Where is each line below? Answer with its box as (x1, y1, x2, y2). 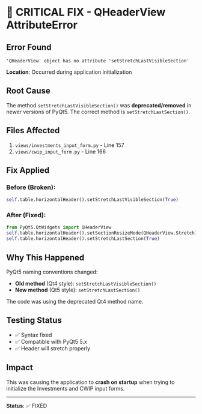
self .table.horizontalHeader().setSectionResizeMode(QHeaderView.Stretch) (6, 230, 198, 236)
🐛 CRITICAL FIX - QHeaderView (6, 5, 166, 19)
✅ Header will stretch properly (14, 344, 91, 352)
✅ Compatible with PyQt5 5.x (14, 338, 87, 345)
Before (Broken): (6, 183, 56, 191)
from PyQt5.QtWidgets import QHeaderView (6, 224, 112, 230)
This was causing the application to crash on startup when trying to (6, 378, 175, 386)
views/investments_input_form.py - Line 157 (14, 141, 124, 149)
